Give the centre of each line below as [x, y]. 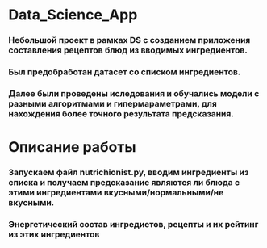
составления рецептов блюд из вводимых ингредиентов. [128, 50]
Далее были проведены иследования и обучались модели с [134, 93]
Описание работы [72, 147]
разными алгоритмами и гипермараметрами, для [113, 103]
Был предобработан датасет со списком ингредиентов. [125, 72]
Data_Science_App [73, 15]
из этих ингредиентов [54, 234]
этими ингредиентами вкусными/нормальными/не [116, 193]
